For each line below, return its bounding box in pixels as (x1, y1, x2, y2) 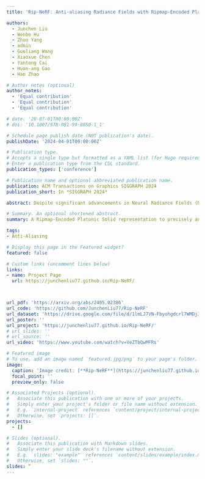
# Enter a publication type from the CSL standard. (6, 161, 140, 167)
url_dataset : (6, 311, 40, 317)
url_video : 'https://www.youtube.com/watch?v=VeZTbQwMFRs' (6, 340, 160, 346)
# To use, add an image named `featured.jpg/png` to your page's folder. (6, 356, 198, 362)
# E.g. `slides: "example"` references (6, 452, 113, 458)
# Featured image (6, 351, 51, 357)
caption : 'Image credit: (12, 367, 75, 373)
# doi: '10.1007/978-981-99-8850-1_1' (6, 122, 105, 128)
